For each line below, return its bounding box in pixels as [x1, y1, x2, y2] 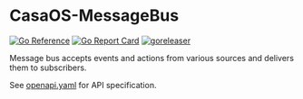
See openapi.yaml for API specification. [9, 79, 157, 90]
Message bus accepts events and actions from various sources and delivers [9, 52, 295, 63]
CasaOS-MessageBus [9, 5, 180, 26]
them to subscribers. [9, 62, 87, 73]
